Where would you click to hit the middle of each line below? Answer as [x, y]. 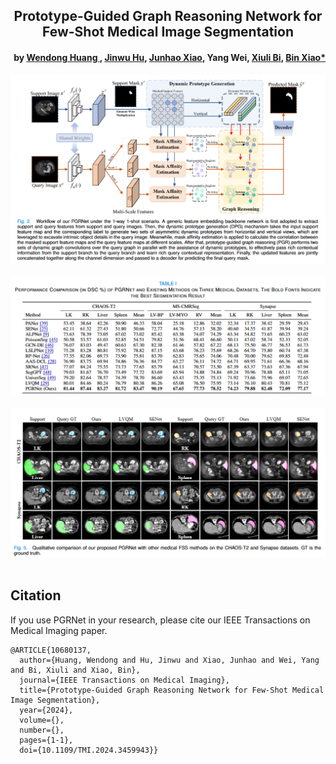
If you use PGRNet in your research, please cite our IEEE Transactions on [160, 620]
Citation [36, 595]
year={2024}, [46, 710]
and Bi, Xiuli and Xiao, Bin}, [75, 670]
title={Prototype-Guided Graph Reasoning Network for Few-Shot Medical [172, 690]
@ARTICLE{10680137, [51, 650]
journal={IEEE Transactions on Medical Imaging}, [124, 680]
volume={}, [42, 720]
